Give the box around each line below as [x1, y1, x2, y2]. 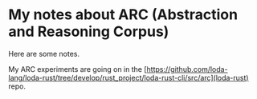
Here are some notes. [8, 49, 80, 58]
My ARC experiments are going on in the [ [8, 64, 147, 73]
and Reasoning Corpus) [8, 22, 169, 41]
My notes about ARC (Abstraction [8, 6, 239, 24]
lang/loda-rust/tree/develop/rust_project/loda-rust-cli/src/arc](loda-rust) [8, 73, 249, 82]
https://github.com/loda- [146, 64, 228, 73]
